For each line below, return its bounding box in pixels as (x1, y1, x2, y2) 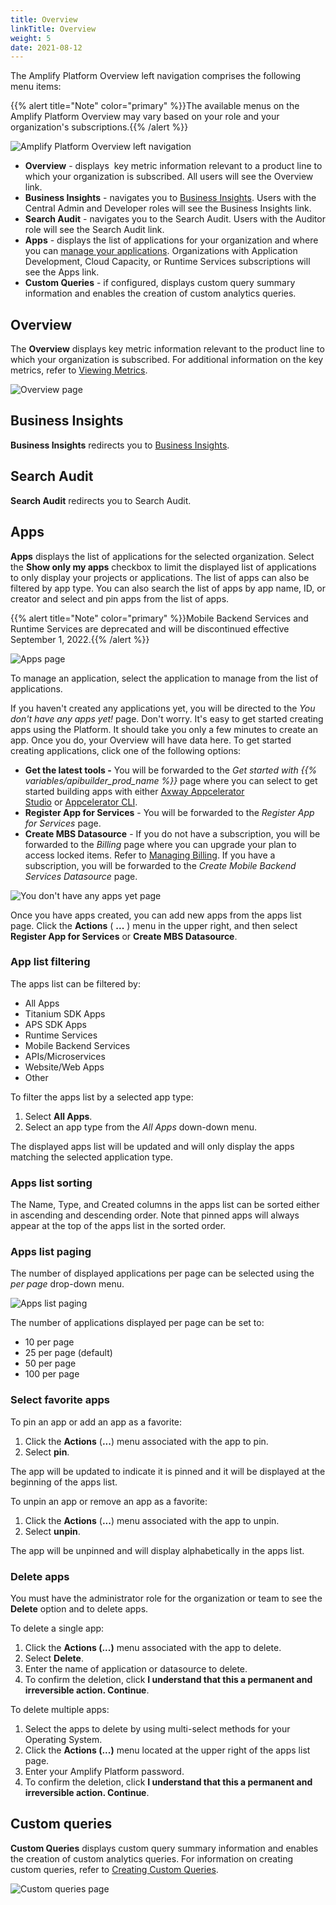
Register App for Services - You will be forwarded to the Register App (24, 806, 315, 818)
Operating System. (24, 1733, 103, 1745)
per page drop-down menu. (10, 1278, 125, 1290)
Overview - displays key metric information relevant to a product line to (24, 160, 323, 172)
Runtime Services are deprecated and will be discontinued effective (10, 622, 290, 635)
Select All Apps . (24, 1110, 93, 1122)
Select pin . (24, 1446, 70, 1458)
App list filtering (10, 955, 91, 969)
